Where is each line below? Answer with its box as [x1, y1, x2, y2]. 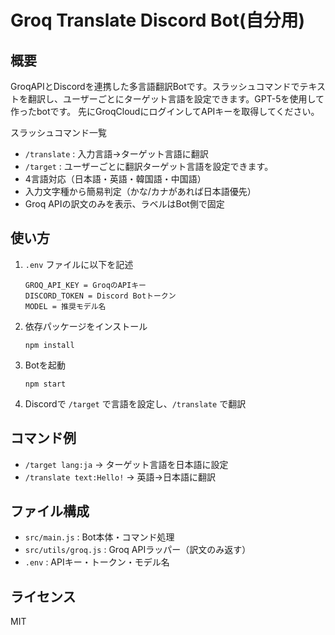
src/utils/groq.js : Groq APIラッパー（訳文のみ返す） [24, 544, 252, 556]
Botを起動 [24, 359, 66, 371]
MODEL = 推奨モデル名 [24, 301, 107, 311]
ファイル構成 [10, 503, 90, 520]
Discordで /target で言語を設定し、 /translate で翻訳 [24, 397, 247, 410]
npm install [24, 340, 75, 350]
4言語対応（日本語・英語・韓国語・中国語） [24, 173, 207, 185]
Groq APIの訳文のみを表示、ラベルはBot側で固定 [24, 198, 225, 210]
